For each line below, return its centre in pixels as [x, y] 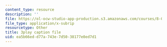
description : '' [22, 14]
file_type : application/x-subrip [40, 23]
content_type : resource [30, 10]
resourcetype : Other [27, 28]
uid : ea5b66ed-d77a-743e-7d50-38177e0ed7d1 [51, 37]
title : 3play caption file [33, 32]
